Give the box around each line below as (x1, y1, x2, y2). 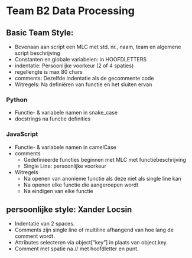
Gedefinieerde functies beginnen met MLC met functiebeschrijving (23, 156, 186, 163)
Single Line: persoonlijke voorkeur (23, 162, 107, 169)
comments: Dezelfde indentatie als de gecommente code (14, 75, 154, 81)
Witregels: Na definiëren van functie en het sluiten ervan (14, 81, 152, 88)
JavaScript (6, 130, 38, 138)
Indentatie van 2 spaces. (14, 220, 75, 227)
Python (6, 96, 28, 104)
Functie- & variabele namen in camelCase (14, 143, 116, 151)
